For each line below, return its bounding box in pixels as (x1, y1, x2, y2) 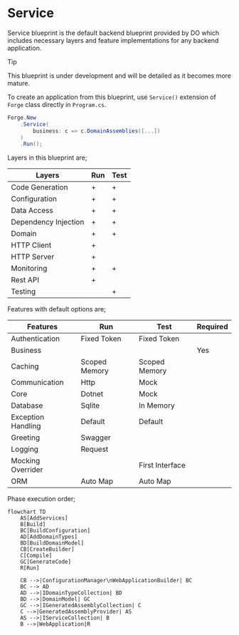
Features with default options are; (7, 305, 107, 314)
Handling (11, 421, 41, 431)
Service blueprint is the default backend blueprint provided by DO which (7, 29, 220, 37)
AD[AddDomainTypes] (20, 533, 78, 541)
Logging (11, 444, 39, 454)
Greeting (11, 433, 41, 443)
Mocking (11, 456, 41, 466)
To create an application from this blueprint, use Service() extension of (7, 93, 217, 101)
